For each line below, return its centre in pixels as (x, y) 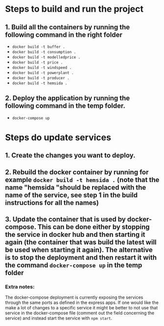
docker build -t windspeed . (42, 68)
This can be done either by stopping (94, 227)
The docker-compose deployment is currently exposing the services (74, 298)
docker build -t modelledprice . (46, 57)
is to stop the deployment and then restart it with (81, 258)
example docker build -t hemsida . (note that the (82, 180)
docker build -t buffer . (38, 47)
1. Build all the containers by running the (68, 27)
